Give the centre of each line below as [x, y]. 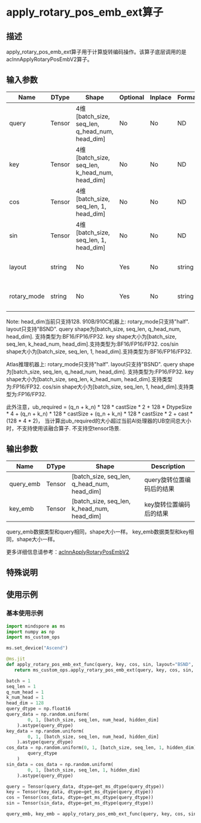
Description [168, 466]
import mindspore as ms [36, 626]
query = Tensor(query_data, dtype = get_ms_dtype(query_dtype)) [85, 786]
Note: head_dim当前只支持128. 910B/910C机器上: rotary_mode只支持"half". [98, 321]
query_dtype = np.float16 [38, 709]
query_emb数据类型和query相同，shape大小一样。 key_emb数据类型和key [98, 532]
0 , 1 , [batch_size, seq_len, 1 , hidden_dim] [84, 770]
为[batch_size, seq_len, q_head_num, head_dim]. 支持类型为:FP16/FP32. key [100, 372]
